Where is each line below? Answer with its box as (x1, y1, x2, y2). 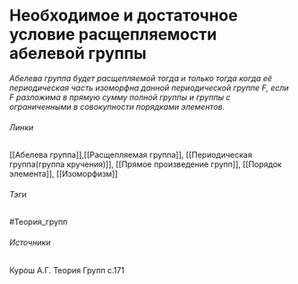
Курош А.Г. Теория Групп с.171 (9, 264, 125, 275)
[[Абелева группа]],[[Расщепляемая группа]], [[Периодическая (9, 149, 252, 161)
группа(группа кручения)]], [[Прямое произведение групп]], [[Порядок (9, 159, 282, 170)
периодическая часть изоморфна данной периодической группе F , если (9, 82, 289, 93)
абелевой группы (9, 44, 147, 63)
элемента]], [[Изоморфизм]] (9, 169, 118, 180)
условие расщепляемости (9, 24, 217, 45)
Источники (9, 237, 51, 247)
